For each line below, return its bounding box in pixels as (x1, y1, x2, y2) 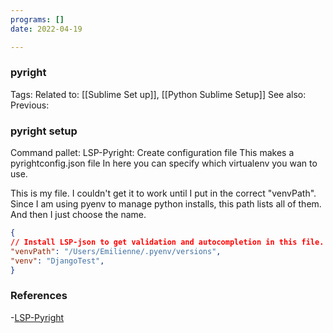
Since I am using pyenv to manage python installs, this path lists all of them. (10, 198, 322, 210)
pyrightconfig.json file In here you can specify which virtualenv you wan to (10, 157, 318, 170)
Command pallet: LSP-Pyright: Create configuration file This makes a (10, 147, 295, 159)
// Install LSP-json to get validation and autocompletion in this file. (10, 237, 325, 247)
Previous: (10, 99, 50, 111)
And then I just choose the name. (10, 209, 147, 221)
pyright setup (10, 124, 78, 138)
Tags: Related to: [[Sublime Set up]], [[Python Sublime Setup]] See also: (10, 88, 307, 100)
